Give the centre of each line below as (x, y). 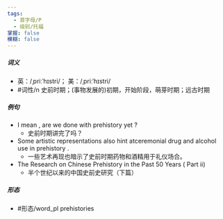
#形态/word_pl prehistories (56, 209)
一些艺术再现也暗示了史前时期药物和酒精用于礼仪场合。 (107, 157)
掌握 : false (23, 33)
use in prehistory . (43, 148)
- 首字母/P (27, 20)
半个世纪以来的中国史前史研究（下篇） (82, 173)
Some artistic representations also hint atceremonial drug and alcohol (117, 141)
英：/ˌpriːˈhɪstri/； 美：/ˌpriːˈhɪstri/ (64, 81)
